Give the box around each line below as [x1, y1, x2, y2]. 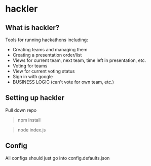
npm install [17, 117, 41, 123]
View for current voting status [12, 68, 75, 74]
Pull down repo [5, 107, 37, 113]
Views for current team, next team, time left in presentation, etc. [12, 57, 146, 63]
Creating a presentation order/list [12, 52, 82, 58]
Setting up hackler [5, 93, 65, 102]
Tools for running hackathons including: [5, 37, 88, 43]
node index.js [17, 126, 46, 132]
